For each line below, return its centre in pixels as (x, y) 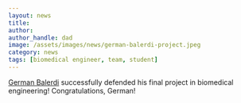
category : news (33, 52)
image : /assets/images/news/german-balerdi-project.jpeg (105, 45)
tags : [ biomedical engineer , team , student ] (83, 60)
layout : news (30, 15)
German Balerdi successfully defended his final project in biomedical (121, 82)
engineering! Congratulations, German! (72, 90)
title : (19, 23)
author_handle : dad (41, 38)
